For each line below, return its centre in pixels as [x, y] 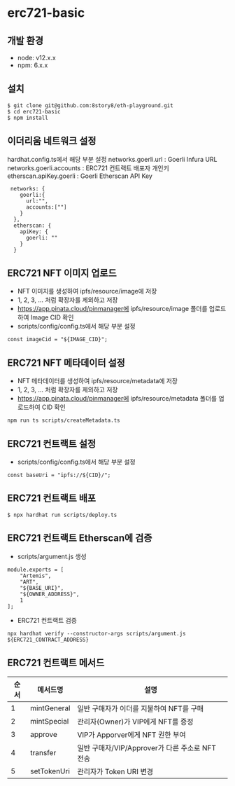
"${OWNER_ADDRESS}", [50, 594]
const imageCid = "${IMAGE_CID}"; [58, 340]
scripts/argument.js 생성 [52, 556]
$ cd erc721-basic [34, 111]
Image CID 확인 [52, 317]
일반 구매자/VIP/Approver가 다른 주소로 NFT [147, 747]
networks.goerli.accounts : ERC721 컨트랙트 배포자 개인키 [88, 168]
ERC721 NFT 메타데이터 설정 [66, 363]
